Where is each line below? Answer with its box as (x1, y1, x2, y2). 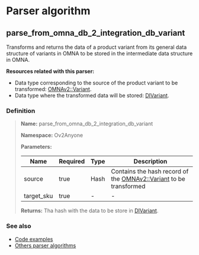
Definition (6, 106, 36, 115)
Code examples (14, 235, 53, 243)
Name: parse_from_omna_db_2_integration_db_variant (20, 120, 153, 127)
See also (6, 222, 31, 230)
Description (133, 158, 168, 166)
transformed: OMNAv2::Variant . (14, 86, 92, 93)
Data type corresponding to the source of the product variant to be (14, 79, 178, 86)
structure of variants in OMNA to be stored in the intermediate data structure (6, 50, 193, 57)
